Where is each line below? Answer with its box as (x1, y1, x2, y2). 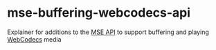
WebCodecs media (7, 35, 62, 43)
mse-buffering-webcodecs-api (7, 5, 191, 21)
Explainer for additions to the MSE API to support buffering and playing (7, 28, 210, 36)
